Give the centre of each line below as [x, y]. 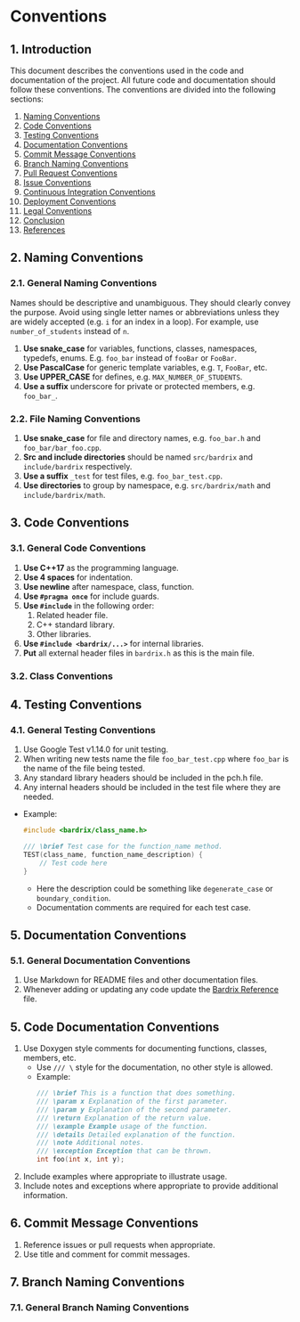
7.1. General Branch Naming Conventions [100, 1308]
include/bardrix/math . [64, 494]
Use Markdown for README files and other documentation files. [141, 980]
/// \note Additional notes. [90, 1143]
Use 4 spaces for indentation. [77, 577]
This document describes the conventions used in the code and [127, 70]
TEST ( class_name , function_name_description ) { [113, 855]
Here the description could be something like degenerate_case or [155, 888]
